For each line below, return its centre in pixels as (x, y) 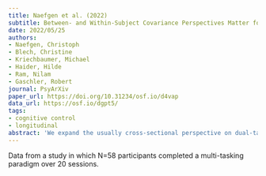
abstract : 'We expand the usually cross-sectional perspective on (120, 133)
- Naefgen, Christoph (44, 45)
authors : (23, 37)
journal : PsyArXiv (38, 89)
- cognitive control (42, 118)
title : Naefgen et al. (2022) (58, 15)
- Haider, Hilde (35, 67)
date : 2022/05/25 (37, 30)
